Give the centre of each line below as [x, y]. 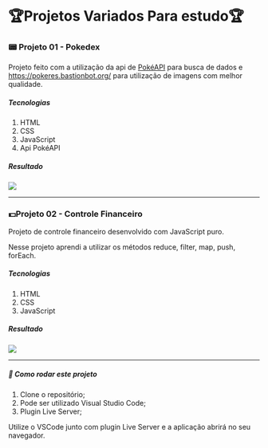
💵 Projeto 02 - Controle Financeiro [75, 214]
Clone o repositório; [52, 394]
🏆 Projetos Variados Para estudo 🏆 [126, 16]
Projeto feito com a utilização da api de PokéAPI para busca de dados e [126, 67]
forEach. [22, 255]
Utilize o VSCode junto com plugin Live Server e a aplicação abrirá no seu [130, 426]
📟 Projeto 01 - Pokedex [54, 47]
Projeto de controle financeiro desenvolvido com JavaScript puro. [116, 231]
